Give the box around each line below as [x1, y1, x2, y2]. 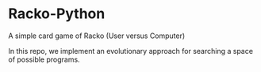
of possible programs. [8, 55, 81, 64]
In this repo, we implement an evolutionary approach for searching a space [8, 46, 254, 55]
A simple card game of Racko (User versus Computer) [8, 31, 186, 40]
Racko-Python [8, 5, 106, 23]
